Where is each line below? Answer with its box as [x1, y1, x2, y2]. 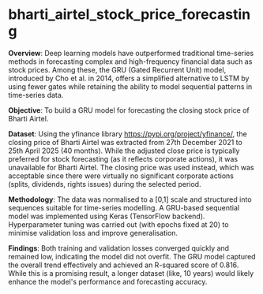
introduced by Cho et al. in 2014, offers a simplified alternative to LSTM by [8, 73, 250, 83]
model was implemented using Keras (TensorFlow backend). [8, 211, 205, 221]
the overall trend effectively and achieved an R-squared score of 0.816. [8, 260, 239, 270]
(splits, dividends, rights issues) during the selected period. [8, 179, 201, 188]
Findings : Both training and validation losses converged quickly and [8, 243, 230, 253]
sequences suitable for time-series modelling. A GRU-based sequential [8, 203, 239, 212]
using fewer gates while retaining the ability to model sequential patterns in [8, 81, 253, 91]
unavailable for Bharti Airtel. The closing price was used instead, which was [8, 162, 254, 172]
